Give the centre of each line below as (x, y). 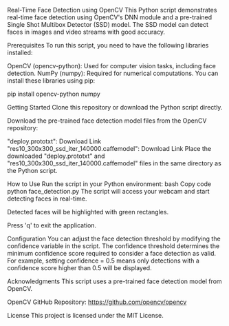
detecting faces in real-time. (47, 198)
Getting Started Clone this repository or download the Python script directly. (115, 107)
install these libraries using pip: (51, 81)
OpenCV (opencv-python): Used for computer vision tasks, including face (112, 66)
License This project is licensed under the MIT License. (85, 315)
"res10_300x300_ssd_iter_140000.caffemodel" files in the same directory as (114, 163)
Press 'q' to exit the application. (52, 225)
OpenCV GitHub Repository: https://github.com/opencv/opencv (97, 302)
